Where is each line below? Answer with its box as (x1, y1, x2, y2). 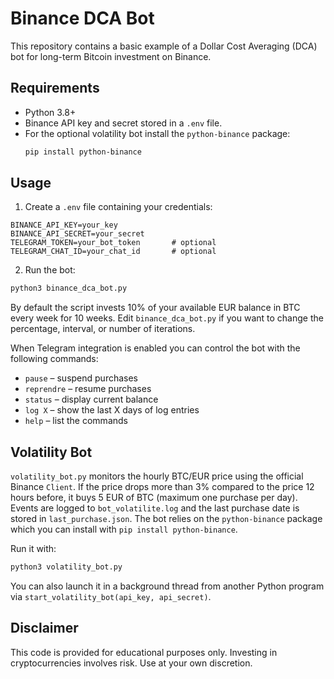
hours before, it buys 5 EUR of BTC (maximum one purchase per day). (10, 492, 298, 504)
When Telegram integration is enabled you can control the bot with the (10, 342, 301, 354)
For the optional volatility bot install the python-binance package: (24, 127, 291, 139)
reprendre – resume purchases (24, 383, 152, 395)
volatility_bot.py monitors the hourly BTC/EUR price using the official (10, 470, 304, 482)
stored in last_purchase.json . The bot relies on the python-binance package (10, 513, 323, 525)
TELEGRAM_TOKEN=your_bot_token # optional (10, 238, 217, 248)
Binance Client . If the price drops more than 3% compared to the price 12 (10, 481, 315, 493)
